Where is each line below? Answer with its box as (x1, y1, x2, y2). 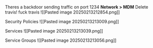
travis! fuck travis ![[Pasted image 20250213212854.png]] (5, 9, 120, 15)
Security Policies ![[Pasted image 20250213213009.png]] (5, 19, 120, 24)
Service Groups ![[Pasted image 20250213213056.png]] (5, 37, 117, 43)
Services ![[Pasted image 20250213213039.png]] (5, 28, 103, 33)
